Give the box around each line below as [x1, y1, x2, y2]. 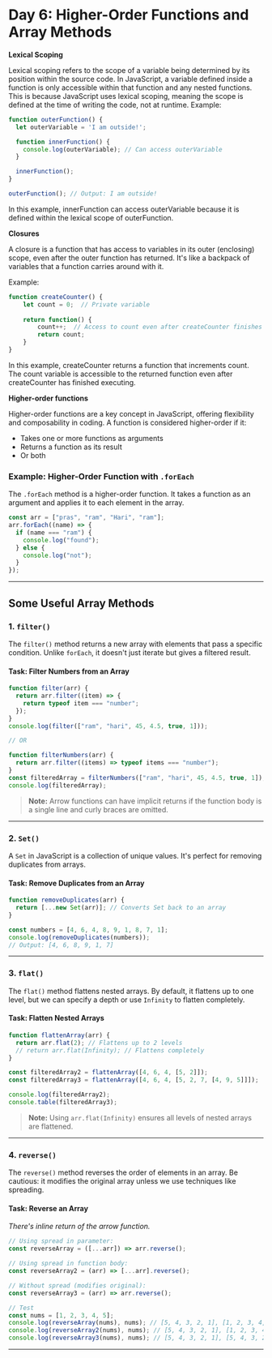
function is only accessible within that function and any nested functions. [8, 83, 253, 92]
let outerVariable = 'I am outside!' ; [15, 123, 147, 131]
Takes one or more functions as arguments [19, 433, 164, 443]
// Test [8, 1304, 35, 1312]
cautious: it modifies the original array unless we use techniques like [8, 1176, 236, 1186]
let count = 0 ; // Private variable [23, 300, 151, 309]
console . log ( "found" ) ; [23, 536, 100, 544]
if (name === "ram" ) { [15, 529, 92, 537]
